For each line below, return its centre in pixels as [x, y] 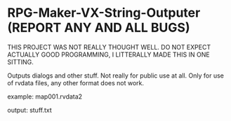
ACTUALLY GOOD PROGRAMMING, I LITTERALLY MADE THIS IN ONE [108, 55]
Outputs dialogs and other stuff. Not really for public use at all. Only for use [116, 76]
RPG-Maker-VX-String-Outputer [104, 13]
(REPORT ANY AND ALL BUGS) [99, 28]
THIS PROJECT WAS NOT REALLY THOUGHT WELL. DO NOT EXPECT [109, 47]
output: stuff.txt [30, 110]
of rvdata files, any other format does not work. [76, 83]
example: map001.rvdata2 [45, 97]
